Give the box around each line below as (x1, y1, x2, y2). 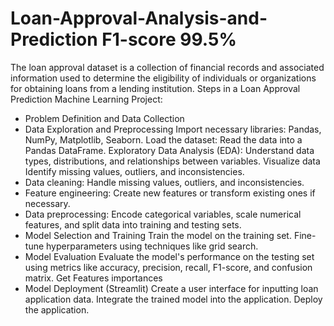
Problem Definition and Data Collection (24, 112, 185, 124)
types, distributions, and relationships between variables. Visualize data (24, 155, 321, 167)
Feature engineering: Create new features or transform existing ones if (24, 187, 316, 199)
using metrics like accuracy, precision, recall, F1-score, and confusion (24, 261, 313, 273)
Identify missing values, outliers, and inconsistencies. (24, 165, 245, 177)
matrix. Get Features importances (24, 272, 163, 284)
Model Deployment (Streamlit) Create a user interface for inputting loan (24, 282, 319, 294)
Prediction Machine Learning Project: (10, 93, 163, 105)
